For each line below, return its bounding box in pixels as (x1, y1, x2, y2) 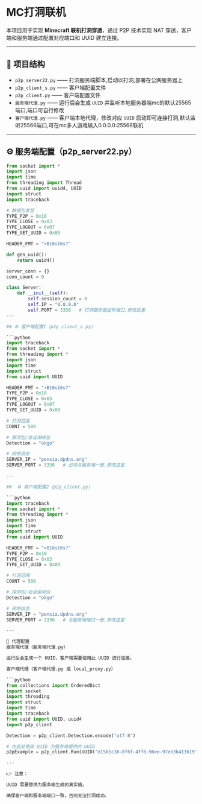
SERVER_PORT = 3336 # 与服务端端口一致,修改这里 (6, 616, 125, 623)
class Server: (6, 285, 42, 291)
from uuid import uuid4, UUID (6, 185, 82, 192)
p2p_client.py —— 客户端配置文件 (14, 91, 101, 98)
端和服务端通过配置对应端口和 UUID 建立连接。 (6, 34, 123, 41)
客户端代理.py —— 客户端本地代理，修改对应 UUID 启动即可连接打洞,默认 (14, 114, 191, 121)
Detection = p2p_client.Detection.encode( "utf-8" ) (6, 732, 136, 739)
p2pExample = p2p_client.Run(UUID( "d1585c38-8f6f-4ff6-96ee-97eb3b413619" (6, 749, 198, 755)
